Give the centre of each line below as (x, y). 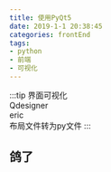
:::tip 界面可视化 (38, 95)
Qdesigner (29, 105)
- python (26, 52)
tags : (19, 43)
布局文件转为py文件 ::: (51, 125)
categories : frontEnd (50, 34)
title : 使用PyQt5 (41, 18)
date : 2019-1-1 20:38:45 (56, 26)
